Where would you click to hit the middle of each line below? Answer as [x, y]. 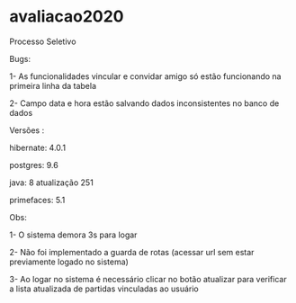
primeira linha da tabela [53, 85]
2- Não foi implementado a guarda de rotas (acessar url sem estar [132, 252]
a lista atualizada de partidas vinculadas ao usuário [104, 289]
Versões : [27, 130]
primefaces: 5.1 [37, 200]
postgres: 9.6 [34, 165]
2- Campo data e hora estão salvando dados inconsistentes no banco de [144, 103]
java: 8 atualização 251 [52, 183]
